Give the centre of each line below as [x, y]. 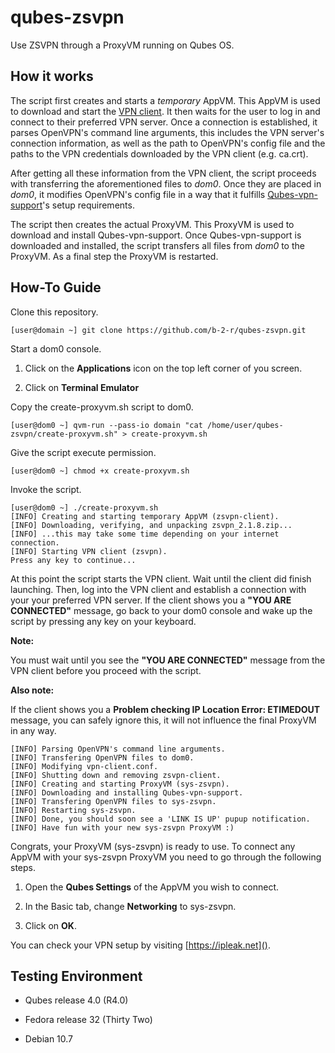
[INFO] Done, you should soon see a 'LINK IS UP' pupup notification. [160, 819]
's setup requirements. [88, 205]
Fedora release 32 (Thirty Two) [88, 1020]
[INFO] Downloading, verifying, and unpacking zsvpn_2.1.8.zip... [151, 525]
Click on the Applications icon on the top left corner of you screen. [163, 368]
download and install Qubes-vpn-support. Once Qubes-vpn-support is [156, 235]
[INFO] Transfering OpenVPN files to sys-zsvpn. [113, 801]
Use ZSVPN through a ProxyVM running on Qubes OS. [122, 45]
